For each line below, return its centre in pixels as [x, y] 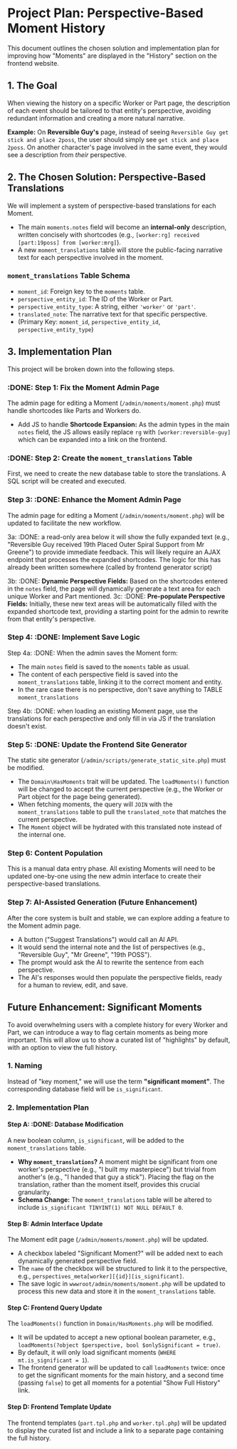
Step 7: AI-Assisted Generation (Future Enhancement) [102, 903]
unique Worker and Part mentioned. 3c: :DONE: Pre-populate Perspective [116, 596]
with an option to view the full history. [62, 1047]
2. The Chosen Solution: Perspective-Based [107, 177]
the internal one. [42, 835]
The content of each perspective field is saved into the [98, 674]
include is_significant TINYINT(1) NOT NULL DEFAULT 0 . [100, 1207]
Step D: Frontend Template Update [59, 1407]
